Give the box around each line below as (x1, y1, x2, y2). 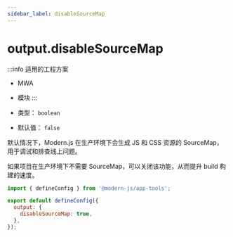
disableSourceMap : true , (20, 210, 93, 218)
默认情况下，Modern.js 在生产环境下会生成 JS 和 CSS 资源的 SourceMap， (7, 138, 223, 146)
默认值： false (17, 123, 60, 132)
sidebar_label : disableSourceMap (7, 10, 105, 18)
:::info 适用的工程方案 (7, 65, 69, 73)
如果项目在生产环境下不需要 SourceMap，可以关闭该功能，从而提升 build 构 (7, 162, 226, 170)
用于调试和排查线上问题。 (7, 147, 81, 155)
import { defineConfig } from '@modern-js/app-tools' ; (7, 184, 171, 192)
